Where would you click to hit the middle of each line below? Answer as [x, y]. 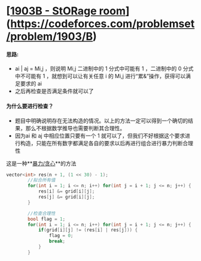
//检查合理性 [42, 213]
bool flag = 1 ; [47, 219]
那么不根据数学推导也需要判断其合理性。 [75, 128]
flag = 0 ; [61, 236]
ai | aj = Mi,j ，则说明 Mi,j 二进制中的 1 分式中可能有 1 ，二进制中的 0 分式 [104, 69]
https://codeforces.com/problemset [103, 24]
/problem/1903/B [50, 37]
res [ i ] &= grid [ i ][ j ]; [66, 191]
